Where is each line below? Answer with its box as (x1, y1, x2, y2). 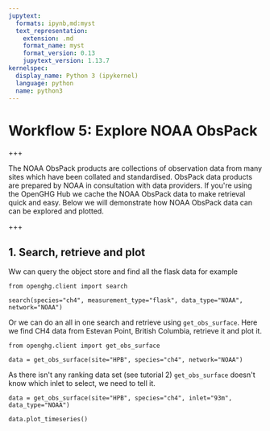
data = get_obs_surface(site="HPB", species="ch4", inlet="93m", (8, 394, 232, 403)
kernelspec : (8, 64, 48, 73)
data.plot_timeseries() (8, 416, 89, 424)
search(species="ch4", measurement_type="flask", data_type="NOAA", (8, 296, 243, 305)
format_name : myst (23, 42, 85, 50)
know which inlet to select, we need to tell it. (8, 379, 156, 388)
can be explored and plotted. (8, 206, 105, 216)
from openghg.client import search (8, 283, 128, 291)
